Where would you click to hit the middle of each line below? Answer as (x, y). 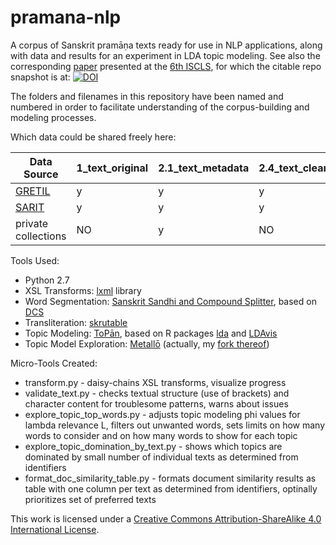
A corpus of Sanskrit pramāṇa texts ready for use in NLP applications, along (166, 45)
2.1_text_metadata (204, 168)
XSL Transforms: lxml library (83, 290)
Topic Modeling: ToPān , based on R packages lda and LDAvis (151, 333)
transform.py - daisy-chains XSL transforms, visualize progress (155, 382)
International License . (55, 529)
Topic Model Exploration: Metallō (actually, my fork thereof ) (147, 343)
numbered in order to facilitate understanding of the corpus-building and (160, 107)
